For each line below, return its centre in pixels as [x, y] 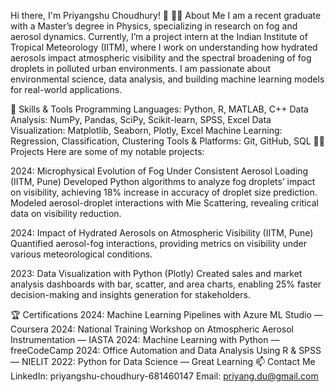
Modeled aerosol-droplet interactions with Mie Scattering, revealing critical [164, 203]
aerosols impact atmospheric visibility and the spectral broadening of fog [161, 58]
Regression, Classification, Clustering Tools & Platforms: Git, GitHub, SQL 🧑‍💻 [167, 141]
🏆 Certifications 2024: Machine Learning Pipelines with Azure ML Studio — [166, 314]
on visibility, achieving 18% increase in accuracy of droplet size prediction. [164, 192]
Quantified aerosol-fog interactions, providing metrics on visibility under [158, 243]
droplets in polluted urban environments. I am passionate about [141, 68]
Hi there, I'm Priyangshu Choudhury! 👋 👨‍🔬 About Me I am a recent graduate [166, 15]
